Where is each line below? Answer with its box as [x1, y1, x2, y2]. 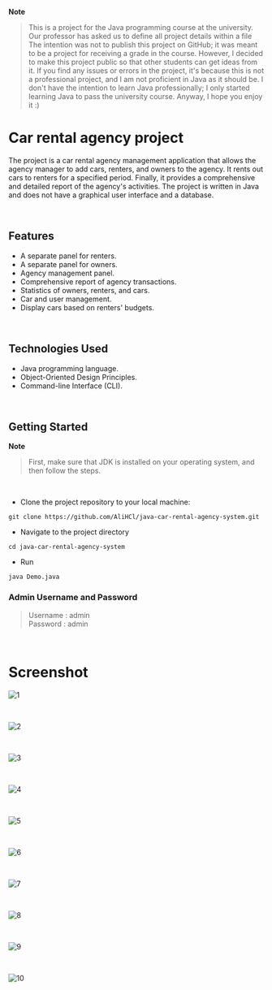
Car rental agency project [8, 129, 184, 147]
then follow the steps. [28, 466, 101, 476]
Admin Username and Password [8, 592, 138, 603]
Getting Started [8, 420, 89, 434]
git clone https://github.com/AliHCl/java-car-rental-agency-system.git [8, 513, 260, 521]
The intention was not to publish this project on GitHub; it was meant [28, 40, 258, 50]
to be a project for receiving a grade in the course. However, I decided [28, 49, 264, 58]
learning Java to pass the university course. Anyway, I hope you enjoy [28, 92, 263, 101]
